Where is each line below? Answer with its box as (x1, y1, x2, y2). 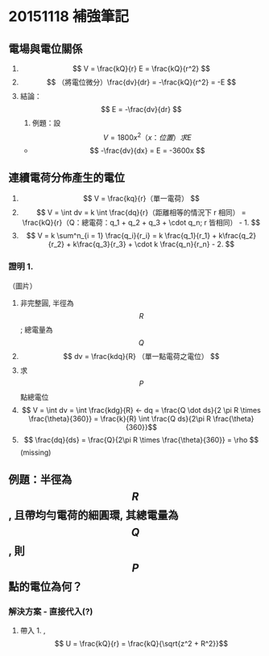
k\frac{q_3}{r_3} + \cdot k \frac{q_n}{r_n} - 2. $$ (72, 239, 235, 250)
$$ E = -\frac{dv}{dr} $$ (100, 105, 183, 113)
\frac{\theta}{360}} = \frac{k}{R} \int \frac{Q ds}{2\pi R (27, 414, 212, 423)
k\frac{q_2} (218, 231, 257, 241)
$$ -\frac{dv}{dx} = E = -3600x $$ (89, 146, 205, 155)
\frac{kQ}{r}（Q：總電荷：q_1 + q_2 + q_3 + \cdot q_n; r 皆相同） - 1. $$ (22, 218, 260, 228)
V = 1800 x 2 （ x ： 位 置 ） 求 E (103, 131, 192, 142)
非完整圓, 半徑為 (19, 298, 74, 307)
